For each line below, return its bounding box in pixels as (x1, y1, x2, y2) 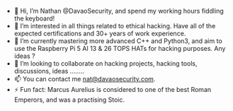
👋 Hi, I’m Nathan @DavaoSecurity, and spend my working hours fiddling (13, 7, 225, 15)
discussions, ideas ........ (13, 67, 85, 75)
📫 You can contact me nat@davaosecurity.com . (13, 75, 156, 83)
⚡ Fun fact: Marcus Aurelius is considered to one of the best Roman (13, 86, 212, 93)
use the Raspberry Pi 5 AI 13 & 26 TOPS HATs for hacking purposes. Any (13, 45, 226, 52)
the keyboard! (13, 14, 55, 23)
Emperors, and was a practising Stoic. (13, 95, 125, 104)
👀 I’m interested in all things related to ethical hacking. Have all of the (13, 22, 216, 30)
